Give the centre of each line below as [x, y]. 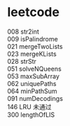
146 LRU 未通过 [29, 106]
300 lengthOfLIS [31, 114]
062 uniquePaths [32, 83]
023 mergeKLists [32, 54]
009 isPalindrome [33, 38]
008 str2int [23, 31]
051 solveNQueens [34, 69]
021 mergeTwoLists [35, 46]
